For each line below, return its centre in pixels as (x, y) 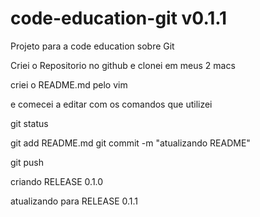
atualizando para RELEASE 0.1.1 (74, 201)
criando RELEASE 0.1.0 (57, 181)
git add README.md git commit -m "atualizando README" (130, 143)
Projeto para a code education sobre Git (92, 46)
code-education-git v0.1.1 (119, 18)
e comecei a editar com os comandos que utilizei (111, 104)
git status (29, 123)
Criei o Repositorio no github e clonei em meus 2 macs (123, 65)
